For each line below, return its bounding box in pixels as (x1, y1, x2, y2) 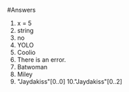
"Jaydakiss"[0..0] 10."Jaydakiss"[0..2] (16, 78, 122, 85)
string (16, 27, 34, 34)
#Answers (7, 6, 36, 14)
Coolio (16, 48, 36, 56)
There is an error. (16, 56, 67, 64)
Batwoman (16, 63, 48, 71)
